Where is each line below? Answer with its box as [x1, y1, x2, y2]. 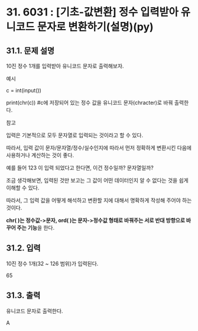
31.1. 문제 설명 [6, 46, 55, 56]
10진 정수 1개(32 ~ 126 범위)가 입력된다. [6, 260, 99, 267]
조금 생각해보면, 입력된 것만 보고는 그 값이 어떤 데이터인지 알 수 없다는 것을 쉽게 [6, 177, 189, 184]
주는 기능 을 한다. [17, 224, 55, 231]
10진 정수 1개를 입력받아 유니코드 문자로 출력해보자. [6, 63, 124, 69]
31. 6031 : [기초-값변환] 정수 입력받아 [6, 5, 178, 19]
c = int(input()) [6, 87, 41, 94]
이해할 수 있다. [6, 184, 40, 191]
